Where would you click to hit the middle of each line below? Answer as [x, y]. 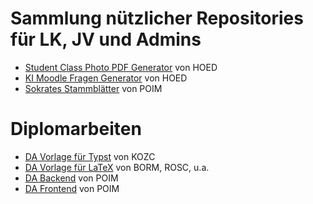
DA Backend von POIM [71, 178]
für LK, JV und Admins [106, 39]
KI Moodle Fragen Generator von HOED [106, 78]
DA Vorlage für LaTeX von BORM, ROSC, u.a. [117, 167]
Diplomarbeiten [76, 129]
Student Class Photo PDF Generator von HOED [121, 67]
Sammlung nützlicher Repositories [157, 18]
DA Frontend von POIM [72, 188]
